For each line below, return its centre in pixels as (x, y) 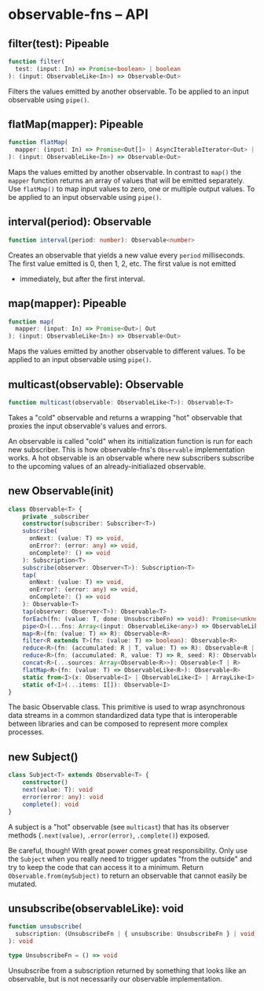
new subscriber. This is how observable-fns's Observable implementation (126, 449)
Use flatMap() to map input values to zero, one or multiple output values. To (132, 189)
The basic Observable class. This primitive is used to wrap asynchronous (126, 707)
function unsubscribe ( (45, 926)
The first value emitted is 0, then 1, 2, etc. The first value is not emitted (122, 263)
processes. (26, 732)
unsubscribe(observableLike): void (96, 908)
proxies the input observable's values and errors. (88, 426)
